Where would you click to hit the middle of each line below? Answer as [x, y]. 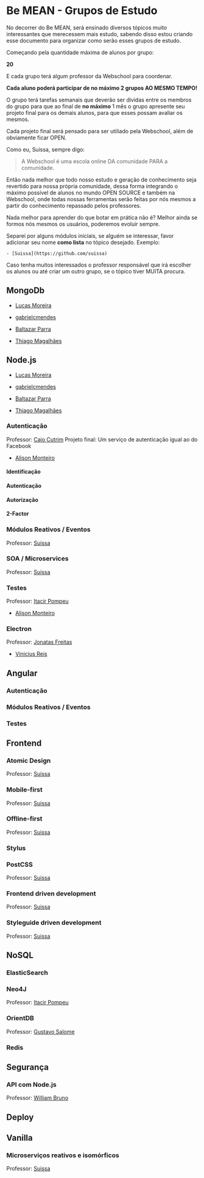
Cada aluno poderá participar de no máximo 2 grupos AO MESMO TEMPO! [102, 88]
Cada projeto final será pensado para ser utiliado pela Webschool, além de [100, 131]
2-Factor [18, 514]
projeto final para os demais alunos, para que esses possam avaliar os [94, 112]
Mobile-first [24, 790]
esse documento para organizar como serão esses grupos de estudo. [94, 40]
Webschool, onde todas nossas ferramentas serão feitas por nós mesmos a [101, 199]
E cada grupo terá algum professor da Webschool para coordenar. [89, 76]
